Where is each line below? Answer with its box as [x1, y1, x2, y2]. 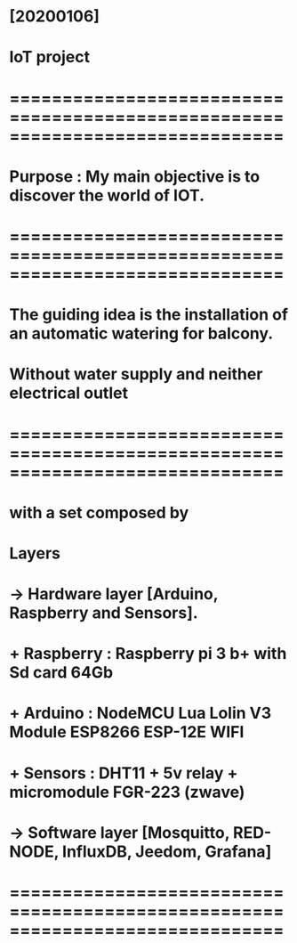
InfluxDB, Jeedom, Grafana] [61, 841, 272, 861]
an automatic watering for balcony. [9, 323, 274, 344]
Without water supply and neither [9, 364, 263, 385]
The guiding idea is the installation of [9, 305, 289, 325]
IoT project [9, 47, 91, 68]
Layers [9, 543, 60, 563]
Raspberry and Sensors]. [9, 603, 198, 623]
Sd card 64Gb [9, 663, 114, 683]
